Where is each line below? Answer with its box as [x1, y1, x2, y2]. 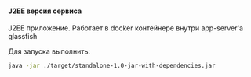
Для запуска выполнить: [8, 47, 91, 56]
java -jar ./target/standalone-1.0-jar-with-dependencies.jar [8, 62, 216, 70]
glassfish [8, 32, 38, 41]
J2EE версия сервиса [8, 6, 82, 16]
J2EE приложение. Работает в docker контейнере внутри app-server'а [8, 23, 244, 33]
